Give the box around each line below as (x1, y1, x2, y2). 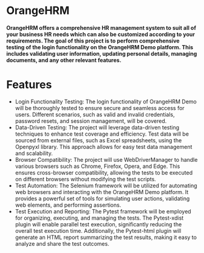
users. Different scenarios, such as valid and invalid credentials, (15, 111, 175, 118)
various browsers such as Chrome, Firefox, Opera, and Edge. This (15, 162, 180, 170)
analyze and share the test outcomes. (15, 240, 109, 247)
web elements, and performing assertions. (15, 201, 121, 209)
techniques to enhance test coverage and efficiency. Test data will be (15, 130, 189, 137)
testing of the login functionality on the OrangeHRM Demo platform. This (6, 43, 194, 50)
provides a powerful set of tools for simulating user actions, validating (15, 195, 190, 202)
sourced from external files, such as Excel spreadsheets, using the (15, 136, 182, 144)
